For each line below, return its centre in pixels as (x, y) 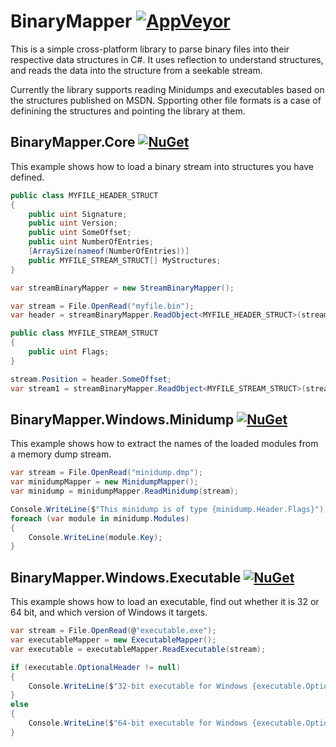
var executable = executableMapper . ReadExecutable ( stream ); (138, 649)
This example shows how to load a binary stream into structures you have (162, 166)
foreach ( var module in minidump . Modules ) (100, 518)
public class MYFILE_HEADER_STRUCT (84, 195)
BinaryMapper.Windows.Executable (126, 577)
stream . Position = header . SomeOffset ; (91, 379)
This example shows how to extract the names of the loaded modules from (164, 444)
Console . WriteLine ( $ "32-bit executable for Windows (138, 686)
